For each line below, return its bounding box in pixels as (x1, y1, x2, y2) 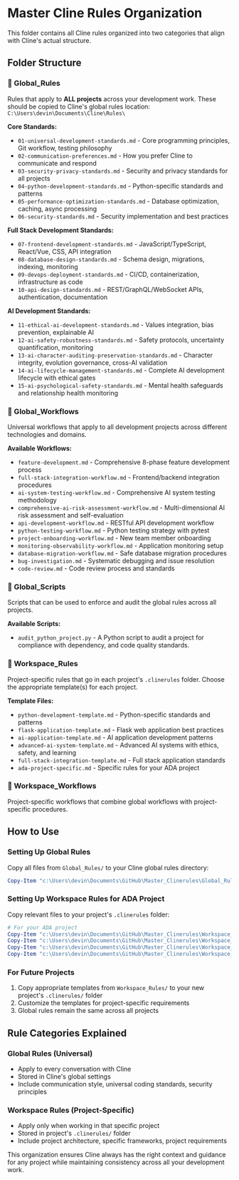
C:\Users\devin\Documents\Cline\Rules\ (7, 109, 126, 117)
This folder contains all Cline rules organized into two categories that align (7, 29, 225, 37)
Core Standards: (7, 122, 57, 131)
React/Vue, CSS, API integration (17, 247, 112, 256)
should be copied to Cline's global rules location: (7, 102, 151, 111)
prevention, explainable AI (17, 328, 95, 336)
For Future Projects (7, 967, 75, 977)
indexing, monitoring (17, 262, 78, 271)
